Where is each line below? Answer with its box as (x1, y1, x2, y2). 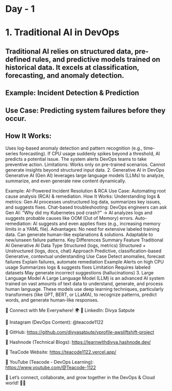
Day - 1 (5, 3, 35, 15)
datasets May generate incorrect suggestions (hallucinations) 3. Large (5, 270, 154, 276)
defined (5, 55, 31, 64)
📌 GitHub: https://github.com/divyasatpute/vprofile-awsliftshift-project (5, 329, 155, 336)
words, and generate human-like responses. (5, 297, 99, 303)
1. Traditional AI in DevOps (5, 27, 120, 39)
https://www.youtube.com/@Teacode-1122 (5, 364, 97, 370)
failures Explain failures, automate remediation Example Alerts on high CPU (5, 259, 164, 265)
